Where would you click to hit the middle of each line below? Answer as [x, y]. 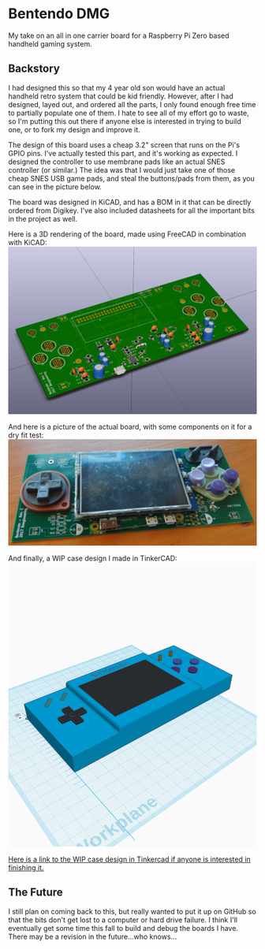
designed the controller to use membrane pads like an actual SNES [117, 162]
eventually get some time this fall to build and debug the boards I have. [123, 928]
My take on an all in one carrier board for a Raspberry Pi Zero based [119, 35]
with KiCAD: [28, 242]
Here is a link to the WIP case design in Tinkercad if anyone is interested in [129, 859]
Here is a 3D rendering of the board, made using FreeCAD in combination [127, 234]
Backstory [34, 69]
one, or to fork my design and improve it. [74, 129]
